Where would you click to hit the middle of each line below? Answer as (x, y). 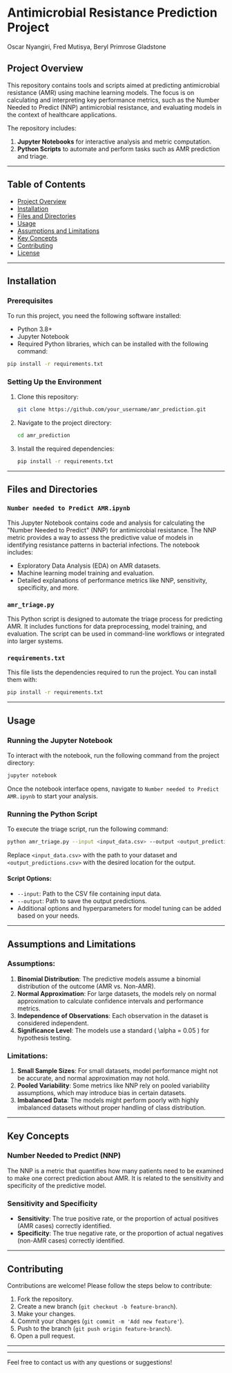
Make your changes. (46, 1313)
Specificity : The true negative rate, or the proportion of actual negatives (120, 1233)
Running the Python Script (52, 814)
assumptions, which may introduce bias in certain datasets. (101, 1093)
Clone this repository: (48, 397)
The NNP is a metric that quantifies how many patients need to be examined (116, 1171)
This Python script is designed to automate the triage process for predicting (115, 619)
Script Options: (29, 878)
